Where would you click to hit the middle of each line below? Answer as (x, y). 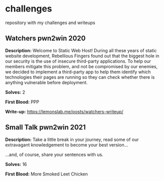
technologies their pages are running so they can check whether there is (80, 77)
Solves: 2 (15, 92)
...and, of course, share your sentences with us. (54, 154)
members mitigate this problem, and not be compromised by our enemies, (81, 66)
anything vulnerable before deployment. (46, 82)
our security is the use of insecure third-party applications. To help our (78, 61)
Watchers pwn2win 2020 (45, 38)
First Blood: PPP (22, 102)
